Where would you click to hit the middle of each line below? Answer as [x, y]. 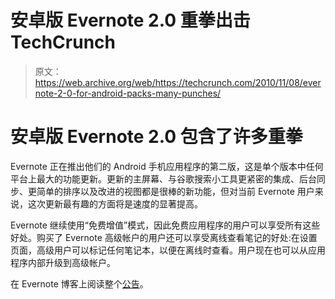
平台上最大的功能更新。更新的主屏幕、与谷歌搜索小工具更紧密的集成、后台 [163, 178]
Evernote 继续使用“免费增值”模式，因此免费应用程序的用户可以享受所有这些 [165, 225]
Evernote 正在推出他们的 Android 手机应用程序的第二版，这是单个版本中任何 [167, 166]
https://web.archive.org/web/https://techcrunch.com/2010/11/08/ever [178, 82]
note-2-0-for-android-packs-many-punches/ [128, 93]
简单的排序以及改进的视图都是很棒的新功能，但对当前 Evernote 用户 [175, 191]
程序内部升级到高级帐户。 [63, 262]
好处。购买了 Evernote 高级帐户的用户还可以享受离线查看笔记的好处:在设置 [164, 237]
